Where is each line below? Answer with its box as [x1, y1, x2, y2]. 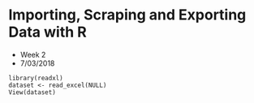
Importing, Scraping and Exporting [8, 6, 247, 24]
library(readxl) [8, 74, 63, 82]
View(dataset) [8, 88, 57, 97]
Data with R [8, 23, 87, 41]
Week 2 [19, 49, 46, 59]
